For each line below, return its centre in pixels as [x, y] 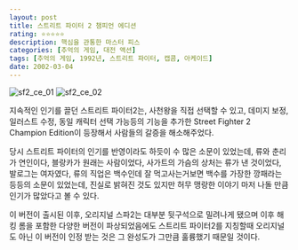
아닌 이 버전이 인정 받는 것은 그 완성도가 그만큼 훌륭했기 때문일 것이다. [139, 237]
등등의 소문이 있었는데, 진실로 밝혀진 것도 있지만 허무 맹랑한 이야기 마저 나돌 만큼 [149, 184]
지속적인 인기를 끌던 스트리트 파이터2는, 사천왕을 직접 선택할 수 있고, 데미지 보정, [149, 110]
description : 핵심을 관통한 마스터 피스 [75, 42]
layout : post [33, 17]
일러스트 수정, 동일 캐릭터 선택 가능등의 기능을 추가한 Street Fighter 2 [130, 121]
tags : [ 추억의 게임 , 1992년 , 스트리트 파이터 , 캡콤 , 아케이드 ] [111, 59]
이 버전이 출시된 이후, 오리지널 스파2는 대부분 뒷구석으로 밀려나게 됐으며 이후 [142, 215]
